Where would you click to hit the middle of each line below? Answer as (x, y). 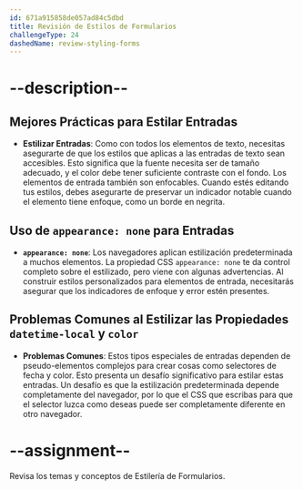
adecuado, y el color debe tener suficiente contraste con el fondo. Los (154, 173)
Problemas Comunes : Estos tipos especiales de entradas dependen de (157, 355)
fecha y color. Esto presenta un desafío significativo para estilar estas (153, 375)
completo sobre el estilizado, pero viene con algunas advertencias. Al (153, 272)
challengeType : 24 (44, 35)
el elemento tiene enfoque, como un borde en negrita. (124, 202)
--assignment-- (70, 451)
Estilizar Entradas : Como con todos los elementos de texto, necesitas (154, 144)
